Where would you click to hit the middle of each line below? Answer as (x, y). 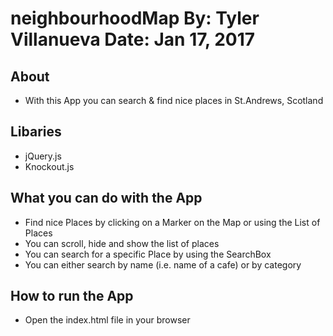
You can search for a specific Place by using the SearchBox (148, 254)
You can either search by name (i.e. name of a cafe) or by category (163, 264)
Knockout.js (49, 166)
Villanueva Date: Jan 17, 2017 (133, 39)
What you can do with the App (106, 198)
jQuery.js (43, 156)
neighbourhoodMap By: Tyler (135, 18)
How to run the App (72, 296)
